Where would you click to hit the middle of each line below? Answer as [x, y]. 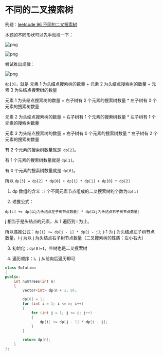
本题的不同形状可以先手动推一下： [39, 35]
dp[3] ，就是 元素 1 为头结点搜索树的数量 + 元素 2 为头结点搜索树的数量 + [78, 84]
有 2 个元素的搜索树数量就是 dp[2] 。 [42, 150]
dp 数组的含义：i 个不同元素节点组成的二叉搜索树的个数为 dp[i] [75, 191]
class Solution [20, 268]
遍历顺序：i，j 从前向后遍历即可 [44, 258]
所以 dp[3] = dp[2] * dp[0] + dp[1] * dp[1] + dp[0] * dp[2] [68, 180]
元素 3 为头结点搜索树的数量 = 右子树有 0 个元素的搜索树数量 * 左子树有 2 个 [81, 133]
